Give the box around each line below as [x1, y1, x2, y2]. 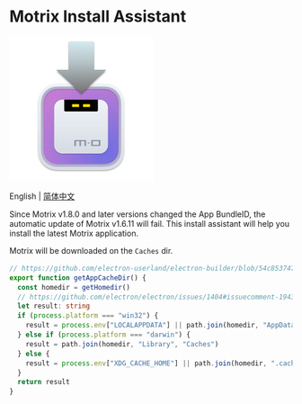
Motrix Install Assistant [9, 6, 187, 27]
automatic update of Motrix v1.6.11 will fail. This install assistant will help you [9, 218, 290, 229]
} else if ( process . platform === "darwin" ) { [17, 330, 191, 339]
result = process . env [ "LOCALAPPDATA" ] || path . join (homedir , [25, 321, 259, 330]
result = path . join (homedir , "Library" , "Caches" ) [25, 339, 219, 348]
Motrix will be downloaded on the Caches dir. [9, 245, 173, 256]
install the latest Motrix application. [9, 228, 139, 238]
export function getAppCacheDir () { [9, 273, 147, 283]
